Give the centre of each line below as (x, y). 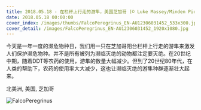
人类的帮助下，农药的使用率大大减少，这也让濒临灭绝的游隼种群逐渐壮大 (95, 69)
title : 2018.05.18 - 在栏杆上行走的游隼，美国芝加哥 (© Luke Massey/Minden (96, 12)
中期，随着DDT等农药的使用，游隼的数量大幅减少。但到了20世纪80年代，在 (99, 61)
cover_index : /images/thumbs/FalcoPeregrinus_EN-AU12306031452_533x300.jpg (103, 23)
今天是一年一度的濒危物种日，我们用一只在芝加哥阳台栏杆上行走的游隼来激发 (100, 46)
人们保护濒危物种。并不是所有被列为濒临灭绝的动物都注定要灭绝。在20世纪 (99, 54)
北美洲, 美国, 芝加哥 (30, 89)
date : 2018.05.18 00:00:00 (40, 17)
